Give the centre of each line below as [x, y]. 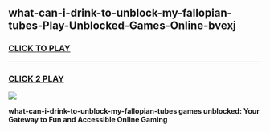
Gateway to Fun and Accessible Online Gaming [88, 119]
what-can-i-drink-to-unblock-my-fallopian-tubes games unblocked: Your [134, 110]
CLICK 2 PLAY [36, 78]
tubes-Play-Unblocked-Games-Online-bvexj [123, 26]
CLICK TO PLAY [39, 49]
